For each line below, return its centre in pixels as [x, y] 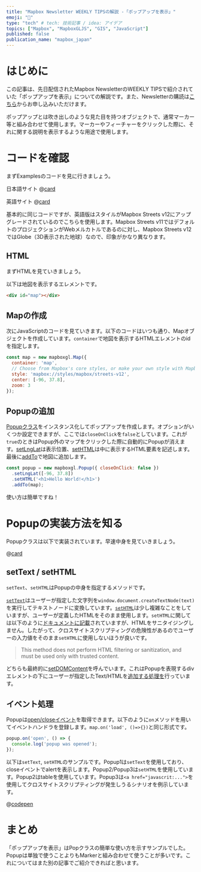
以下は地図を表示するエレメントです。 [53, 284]
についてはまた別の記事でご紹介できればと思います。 [76, 862]
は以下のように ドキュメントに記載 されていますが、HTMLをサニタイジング [98, 622]
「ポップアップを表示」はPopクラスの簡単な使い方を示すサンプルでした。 [98, 847]
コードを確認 [38, 158]
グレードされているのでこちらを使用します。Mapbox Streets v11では [90, 221]
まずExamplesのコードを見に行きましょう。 [60, 176]
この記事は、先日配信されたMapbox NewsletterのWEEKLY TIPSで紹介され [97, 89]
